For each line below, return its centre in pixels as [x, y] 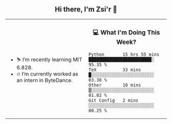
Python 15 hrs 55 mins [124, 54]
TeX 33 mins [115, 70]
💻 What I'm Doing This [126, 33]
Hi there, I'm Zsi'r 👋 [86, 9]
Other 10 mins [115, 85]
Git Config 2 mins [114, 100]
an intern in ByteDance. [45, 80]
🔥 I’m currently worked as [47, 73]
